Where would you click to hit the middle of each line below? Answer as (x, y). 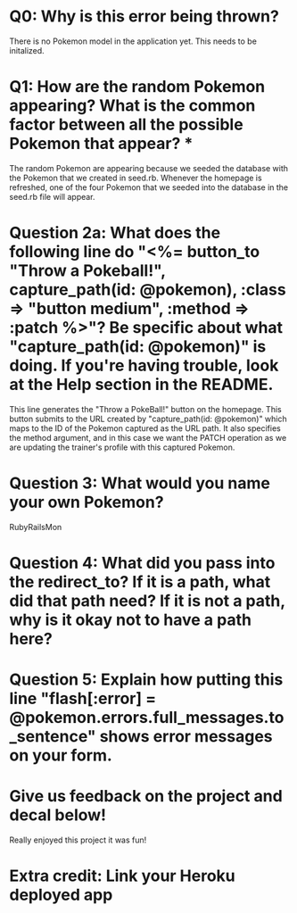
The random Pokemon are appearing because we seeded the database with (148, 168)
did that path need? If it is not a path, (147, 601)
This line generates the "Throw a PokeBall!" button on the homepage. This (146, 409)
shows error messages (186, 737)
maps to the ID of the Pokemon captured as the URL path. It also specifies (145, 428)
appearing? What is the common (132, 106)
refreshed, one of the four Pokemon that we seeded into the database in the (149, 187)
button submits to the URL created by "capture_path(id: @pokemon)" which (148, 419)
